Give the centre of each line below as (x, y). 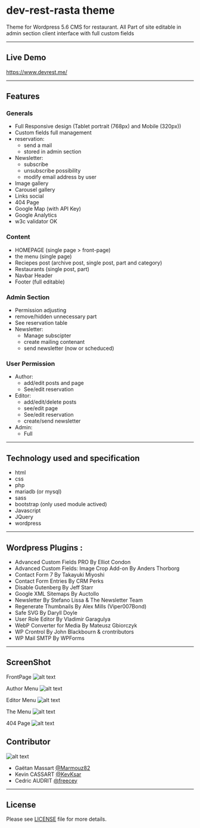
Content (18, 237)
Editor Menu (21, 700)
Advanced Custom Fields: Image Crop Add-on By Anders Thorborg (97, 568)
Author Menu (22, 688)
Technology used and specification (73, 458)
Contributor (28, 742)
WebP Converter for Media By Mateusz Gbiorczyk (76, 625)
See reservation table (41, 323)
